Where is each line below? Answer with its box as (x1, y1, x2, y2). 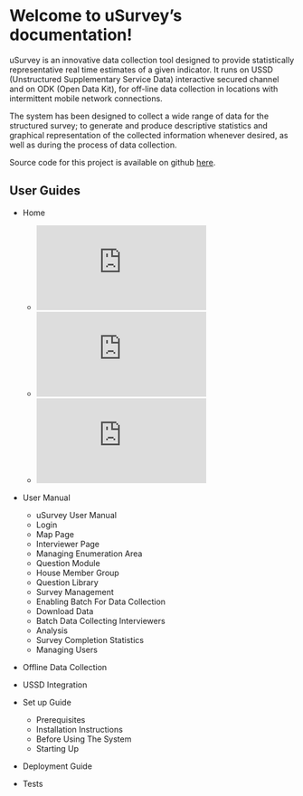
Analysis (35, 625, 68, 636)
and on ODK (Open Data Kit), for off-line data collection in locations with (9, 83, 279, 94)
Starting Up (35, 743, 80, 753)
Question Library (35, 576, 99, 588)
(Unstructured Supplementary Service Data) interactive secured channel (9, 73, 279, 84)
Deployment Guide (22, 761, 93, 772)
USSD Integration (22, 679, 88, 690)
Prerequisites (35, 714, 86, 725)
